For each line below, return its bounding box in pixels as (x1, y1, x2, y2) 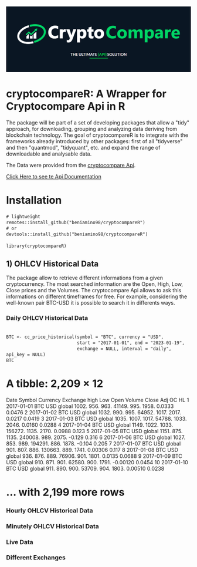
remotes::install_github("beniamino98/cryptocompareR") (6, 220, 145, 225)
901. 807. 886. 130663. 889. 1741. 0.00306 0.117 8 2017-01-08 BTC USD (6, 446, 179, 453)
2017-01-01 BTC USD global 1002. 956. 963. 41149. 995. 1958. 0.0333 (6, 403, 174, 410)
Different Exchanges (6, 553, 66, 562)
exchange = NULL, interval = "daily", (77, 346, 172, 352)
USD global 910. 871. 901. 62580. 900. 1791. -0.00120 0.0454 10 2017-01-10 (6, 458, 189, 465)
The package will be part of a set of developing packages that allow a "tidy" (6, 119, 189, 126)
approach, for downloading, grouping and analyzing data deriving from (6, 125, 178, 132)
